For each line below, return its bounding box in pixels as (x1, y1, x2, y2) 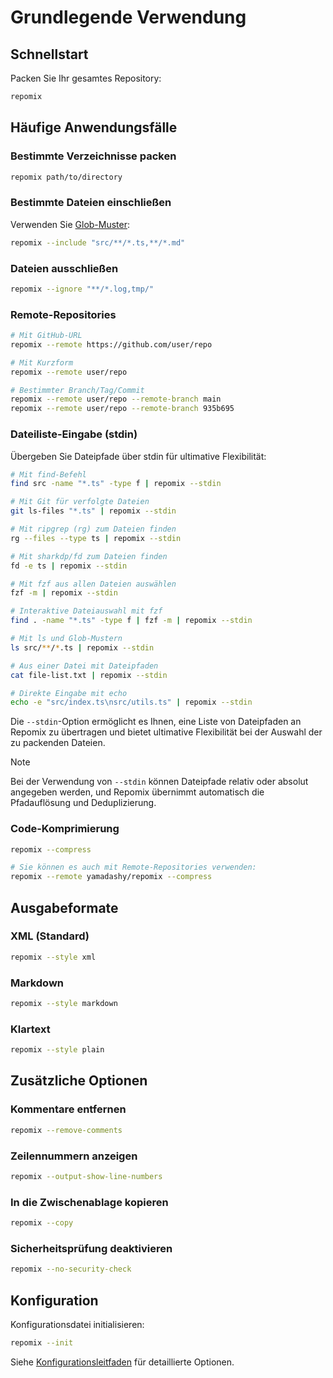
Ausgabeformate (10, 899, 119, 916)
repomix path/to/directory (10, 172, 123, 182)
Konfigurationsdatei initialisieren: (10, 1318, 145, 1330)
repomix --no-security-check (10, 1264, 132, 1275)
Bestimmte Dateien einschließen (10, 196, 172, 210)
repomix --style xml (10, 952, 97, 962)
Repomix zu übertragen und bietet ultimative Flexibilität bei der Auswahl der (10, 726, 323, 738)
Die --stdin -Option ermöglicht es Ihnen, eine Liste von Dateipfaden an (10, 716, 302, 728)
